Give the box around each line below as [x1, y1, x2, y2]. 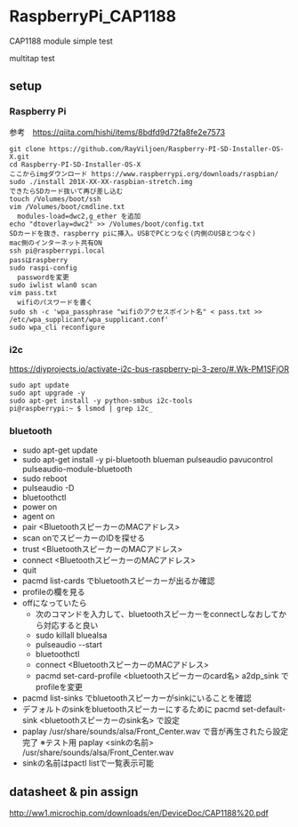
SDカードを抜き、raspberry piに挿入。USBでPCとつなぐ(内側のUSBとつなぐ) [9, 229, 256, 237]
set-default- [241, 704, 286, 715]
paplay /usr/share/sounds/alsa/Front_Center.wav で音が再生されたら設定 [21, 727, 289, 737]
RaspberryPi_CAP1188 [9, 6, 177, 27]
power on [21, 502, 58, 512]
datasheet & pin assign [9, 784, 139, 799]
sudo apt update [9, 381, 69, 389]
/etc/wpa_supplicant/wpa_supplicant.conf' [9, 315, 169, 324]
